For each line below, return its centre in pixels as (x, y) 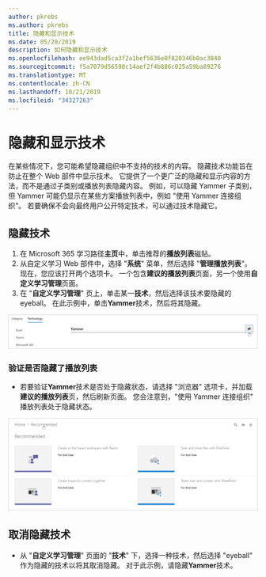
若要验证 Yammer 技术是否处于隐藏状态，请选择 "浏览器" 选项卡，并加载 (136, 387)
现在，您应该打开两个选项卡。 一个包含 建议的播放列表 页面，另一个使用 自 (139, 274)
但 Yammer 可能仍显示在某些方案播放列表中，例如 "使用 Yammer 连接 (122, 196)
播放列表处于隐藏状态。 (58, 407)
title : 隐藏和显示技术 (42, 33)
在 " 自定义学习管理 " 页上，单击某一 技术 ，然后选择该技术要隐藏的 (125, 294)
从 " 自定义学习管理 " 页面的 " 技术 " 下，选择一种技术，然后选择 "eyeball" (136, 555)
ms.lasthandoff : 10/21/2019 (55, 92)
